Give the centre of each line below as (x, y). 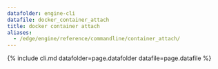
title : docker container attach (53, 26)
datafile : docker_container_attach (58, 20)
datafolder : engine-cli (41, 13)
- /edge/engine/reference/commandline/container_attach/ (97, 39)
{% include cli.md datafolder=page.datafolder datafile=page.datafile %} (109, 58)
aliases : (20, 32)
